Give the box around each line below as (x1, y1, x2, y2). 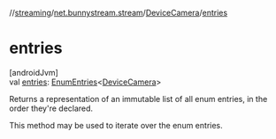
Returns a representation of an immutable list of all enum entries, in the (9, 93, 268, 104)
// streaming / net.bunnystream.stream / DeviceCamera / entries (9, 8, 228, 18)
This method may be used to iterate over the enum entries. (9, 120, 223, 130)
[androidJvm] (9, 67, 59, 77)
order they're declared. (9, 103, 94, 113)
